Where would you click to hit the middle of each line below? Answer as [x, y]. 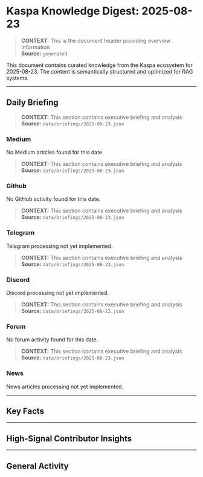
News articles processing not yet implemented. [65, 387]
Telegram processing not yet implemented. [60, 246]
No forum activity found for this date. [52, 340]
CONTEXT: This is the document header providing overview [96, 40]
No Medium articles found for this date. [55, 153]
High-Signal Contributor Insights [69, 438]
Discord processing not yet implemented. [58, 292]
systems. [18, 78]
